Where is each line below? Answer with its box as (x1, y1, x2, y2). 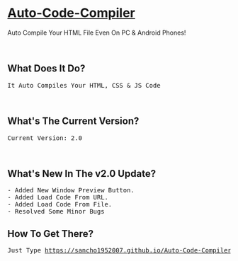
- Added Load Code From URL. (7, 193, 108, 202)
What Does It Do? (7, 62, 86, 75)
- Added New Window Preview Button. (7, 186, 135, 195)
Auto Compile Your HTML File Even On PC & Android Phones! (7, 28, 186, 37)
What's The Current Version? (7, 115, 140, 127)
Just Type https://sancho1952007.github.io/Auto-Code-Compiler (7, 246, 232, 255)
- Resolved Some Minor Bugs (7, 207, 105, 216)
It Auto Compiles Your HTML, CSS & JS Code (7, 81, 161, 89)
